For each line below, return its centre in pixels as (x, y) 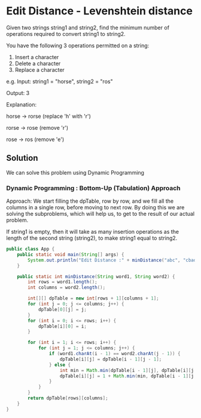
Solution (22, 158)
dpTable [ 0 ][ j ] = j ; (62, 309)
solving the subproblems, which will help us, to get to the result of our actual (100, 214)
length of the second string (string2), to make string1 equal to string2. (92, 238)
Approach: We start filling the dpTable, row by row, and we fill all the (90, 201)
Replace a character (39, 69)
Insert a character (37, 57)
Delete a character (38, 63)
